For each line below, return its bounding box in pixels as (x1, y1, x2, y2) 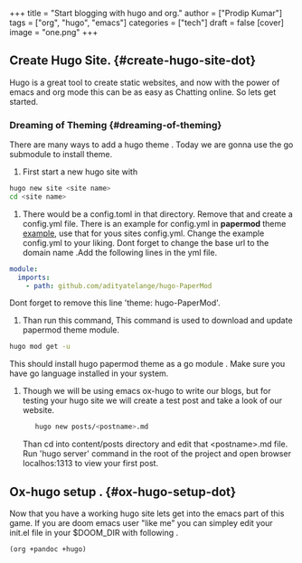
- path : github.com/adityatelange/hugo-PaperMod (25, 281, 212, 290)
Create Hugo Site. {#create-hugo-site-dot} (9, 53, 256, 69)
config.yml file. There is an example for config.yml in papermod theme (22, 218, 287, 229)
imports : (17, 273, 51, 282)
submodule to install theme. (9, 149, 113, 160)
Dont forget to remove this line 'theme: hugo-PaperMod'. (9, 297, 221, 308)
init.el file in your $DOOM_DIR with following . (9, 528, 179, 539)
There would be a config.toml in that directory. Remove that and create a (22, 208, 294, 220)
